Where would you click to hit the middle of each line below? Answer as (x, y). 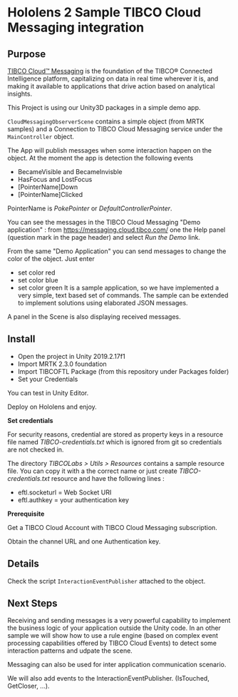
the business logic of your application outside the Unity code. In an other (114, 628)
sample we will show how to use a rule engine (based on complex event (113, 636)
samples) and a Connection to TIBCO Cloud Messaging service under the (115, 129)
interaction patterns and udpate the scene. (70, 651)
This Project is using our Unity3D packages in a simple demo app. (104, 107)
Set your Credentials (48, 379)
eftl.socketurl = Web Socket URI (64, 492)
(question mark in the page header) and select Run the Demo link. (104, 237)
